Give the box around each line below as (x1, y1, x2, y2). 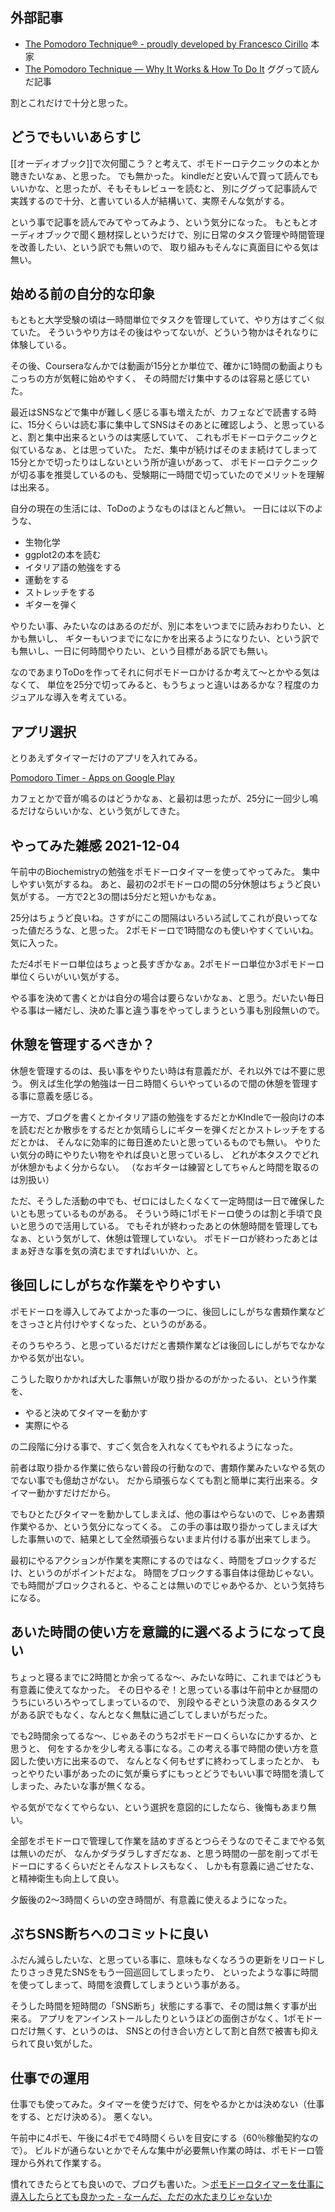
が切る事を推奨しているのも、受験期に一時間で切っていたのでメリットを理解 (10, 469, 325, 481)
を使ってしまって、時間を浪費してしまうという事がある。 (10, 1979, 245, 1991)
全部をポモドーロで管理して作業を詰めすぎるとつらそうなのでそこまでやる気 (10, 1834, 326, 1847)
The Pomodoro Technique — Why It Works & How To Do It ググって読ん (24, 63, 320, 75)
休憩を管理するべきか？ (10, 1036, 155, 1053)
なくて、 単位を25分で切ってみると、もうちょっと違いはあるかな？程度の (10, 679, 311, 691)
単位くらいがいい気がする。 (10, 971, 125, 983)
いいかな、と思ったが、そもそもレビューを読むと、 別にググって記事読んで (10, 182, 318, 194)
